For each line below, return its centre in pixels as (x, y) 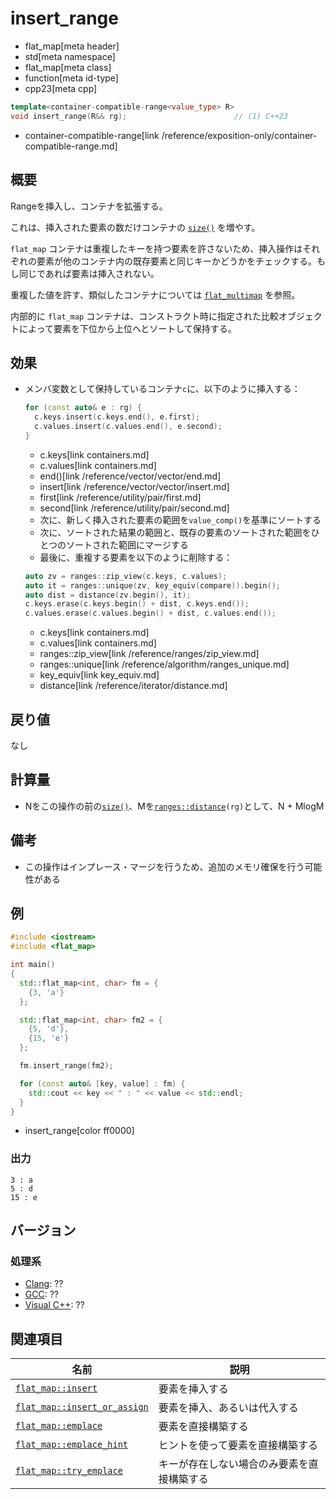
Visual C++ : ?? (54, 1305)
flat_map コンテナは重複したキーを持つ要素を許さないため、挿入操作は (156, 248)
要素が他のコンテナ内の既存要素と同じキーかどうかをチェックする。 (176, 261)
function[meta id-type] (71, 78)
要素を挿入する (193, 1389)
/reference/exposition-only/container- (239, 135)
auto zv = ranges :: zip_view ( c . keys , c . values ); (126, 576)
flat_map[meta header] (72, 46)
